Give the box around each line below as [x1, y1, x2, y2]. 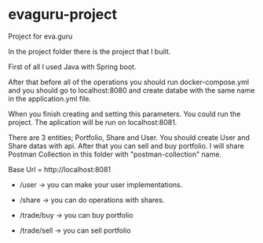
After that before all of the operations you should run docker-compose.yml [8, 77, 250, 87]
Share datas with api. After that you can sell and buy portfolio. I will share [8, 141, 245, 150]
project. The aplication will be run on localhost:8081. [8, 117, 177, 127]
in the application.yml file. [8, 94, 92, 103]
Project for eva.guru [8, 31, 73, 41]
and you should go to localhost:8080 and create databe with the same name [8, 85, 255, 95]
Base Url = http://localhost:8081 [8, 164, 111, 174]
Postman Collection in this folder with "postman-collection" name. [8, 149, 222, 159]
